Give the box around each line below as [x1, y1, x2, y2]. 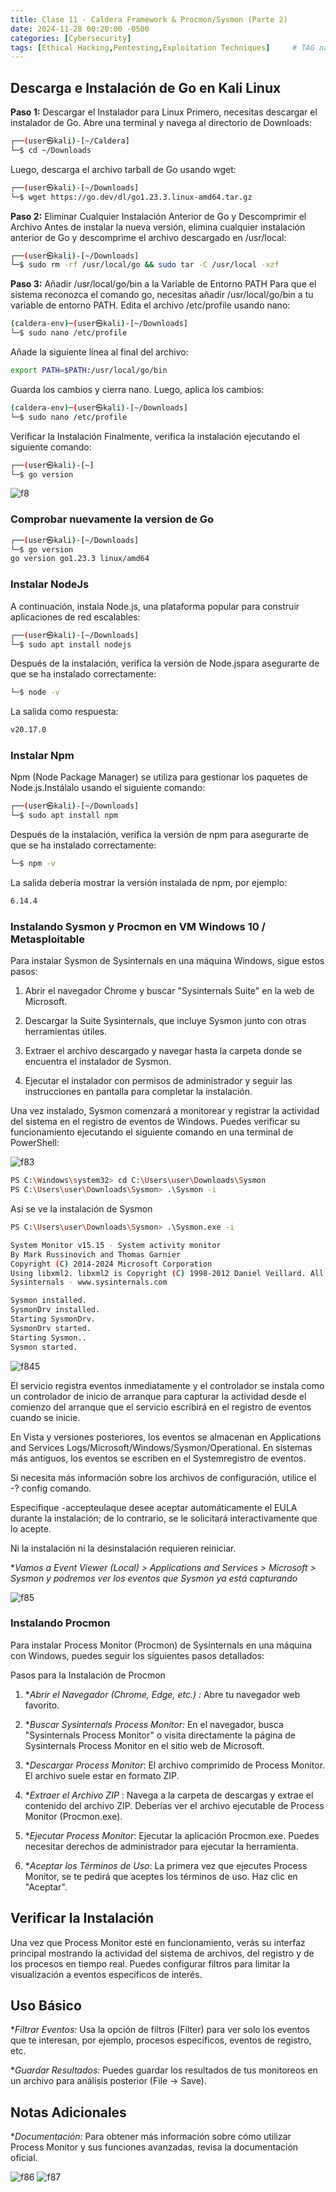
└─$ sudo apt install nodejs [10, 639, 132, 650]
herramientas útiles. [24, 1026, 108, 1038]
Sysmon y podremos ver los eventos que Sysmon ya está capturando [10, 1572, 298, 1584]
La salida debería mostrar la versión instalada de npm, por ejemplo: [10, 877, 288, 889]
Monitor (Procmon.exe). [24, 1810, 123, 1822]
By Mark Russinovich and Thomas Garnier [10, 1249, 182, 1260]
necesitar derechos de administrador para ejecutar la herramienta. [24, 1840, 299, 1852]
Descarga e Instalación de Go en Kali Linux [10, 79, 282, 96]
